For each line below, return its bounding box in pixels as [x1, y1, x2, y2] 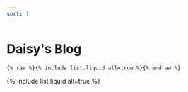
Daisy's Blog [6, 40, 82, 57]
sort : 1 [6, 10, 30, 18]
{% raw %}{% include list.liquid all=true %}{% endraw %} [6, 64, 181, 71]
